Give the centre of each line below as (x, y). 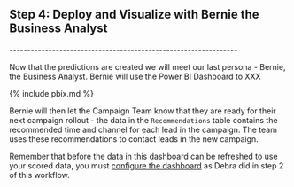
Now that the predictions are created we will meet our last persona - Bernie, (147, 66)
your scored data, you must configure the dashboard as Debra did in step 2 (147, 165)
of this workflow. (40, 175)
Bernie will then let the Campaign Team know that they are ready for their (143, 111)
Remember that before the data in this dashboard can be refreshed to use (143, 156)
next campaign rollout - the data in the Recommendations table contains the (143, 120)
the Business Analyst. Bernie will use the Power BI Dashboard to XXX (135, 76)
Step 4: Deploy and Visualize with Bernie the (134, 15)
